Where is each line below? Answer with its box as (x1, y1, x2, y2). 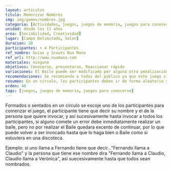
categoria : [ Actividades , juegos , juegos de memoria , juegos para (5, 21, 150, 27)
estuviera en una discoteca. (5, 135, 64, 141)
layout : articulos (5, 7, 45, 13)
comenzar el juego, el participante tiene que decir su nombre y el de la (5, 108, 155, 114)
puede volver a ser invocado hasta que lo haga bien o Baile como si (5, 129, 148, 135)
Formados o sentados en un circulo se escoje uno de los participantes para (5, 102, 164, 108)
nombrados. (5, 161, 31, 167)
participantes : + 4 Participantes (5, 45, 79, 51)
